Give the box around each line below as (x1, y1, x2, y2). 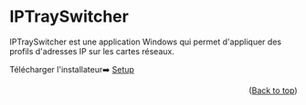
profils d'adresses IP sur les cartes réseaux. (9, 45, 175, 56)
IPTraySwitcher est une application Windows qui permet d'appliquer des (9, 36, 281, 47)
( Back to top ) (248, 84, 298, 96)
